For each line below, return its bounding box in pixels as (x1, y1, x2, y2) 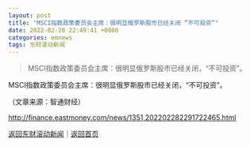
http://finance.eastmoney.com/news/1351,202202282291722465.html (8, 113, 237, 122)
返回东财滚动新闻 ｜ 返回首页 (8, 129, 99, 139)
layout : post (8, 11, 52, 20)
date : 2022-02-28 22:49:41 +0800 (8, 26, 119, 34)
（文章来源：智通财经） (8, 97, 85, 107)
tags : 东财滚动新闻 (8, 41, 66, 49)
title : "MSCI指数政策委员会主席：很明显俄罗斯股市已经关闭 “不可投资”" (8, 19, 219, 27)
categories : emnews (8, 33, 73, 42)
